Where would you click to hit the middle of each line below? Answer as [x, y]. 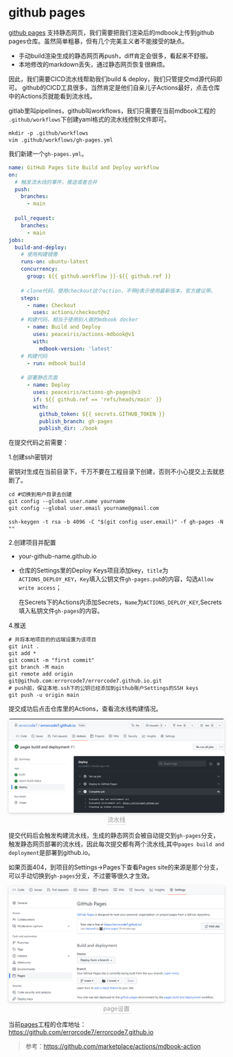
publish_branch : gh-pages [76, 421]
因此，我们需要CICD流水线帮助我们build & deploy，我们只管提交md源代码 [112, 79]
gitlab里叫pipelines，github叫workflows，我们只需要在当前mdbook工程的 [112, 111]
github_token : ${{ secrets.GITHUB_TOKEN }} [102, 414]
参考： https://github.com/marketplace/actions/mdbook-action [113, 1047]
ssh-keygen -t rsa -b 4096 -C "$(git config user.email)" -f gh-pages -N [116, 522]
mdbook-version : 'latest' [76, 348]
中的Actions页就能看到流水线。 [52, 96]
